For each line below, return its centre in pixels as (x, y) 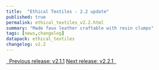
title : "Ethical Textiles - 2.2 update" (58, 11)
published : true (26, 17)
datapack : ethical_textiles (41, 39)
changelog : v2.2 (26, 45)
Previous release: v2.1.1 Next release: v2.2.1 (61, 61)
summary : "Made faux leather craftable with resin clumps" (80, 28)
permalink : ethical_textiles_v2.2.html (55, 22)
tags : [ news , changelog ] (35, 34)
